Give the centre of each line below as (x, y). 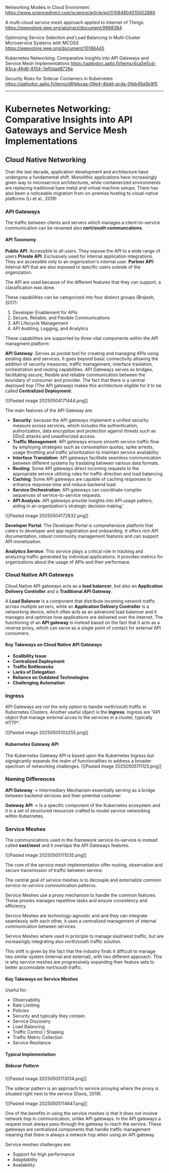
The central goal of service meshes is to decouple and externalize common (83, 880)
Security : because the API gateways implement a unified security (80, 420)
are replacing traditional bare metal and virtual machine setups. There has (82, 188)
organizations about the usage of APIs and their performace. (68, 562)
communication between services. (41, 926)
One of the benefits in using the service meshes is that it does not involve (81, 1113)
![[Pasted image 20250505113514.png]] (46, 1078)
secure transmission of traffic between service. (54, 870)
